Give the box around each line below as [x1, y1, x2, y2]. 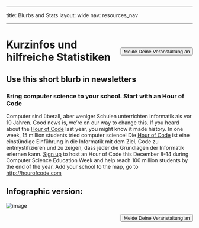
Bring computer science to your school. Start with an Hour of [6, 92, 185, 100]
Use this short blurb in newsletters [6, 74, 136, 84]
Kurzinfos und [6, 38, 78, 52]
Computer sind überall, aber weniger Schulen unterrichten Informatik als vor [6, 113, 192, 120]
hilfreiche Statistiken [6, 51, 111, 64]
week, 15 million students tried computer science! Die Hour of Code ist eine [6, 131, 190, 139]
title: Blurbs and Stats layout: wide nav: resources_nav [6, 12, 138, 18]
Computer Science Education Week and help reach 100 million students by [6, 156, 188, 163]
